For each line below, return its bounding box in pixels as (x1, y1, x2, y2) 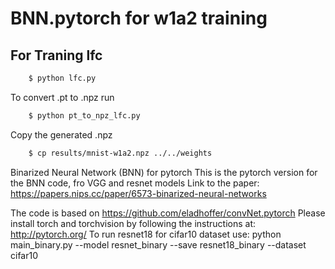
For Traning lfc (10, 47, 103, 64)
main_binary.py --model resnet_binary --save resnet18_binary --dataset (10, 238, 307, 251)
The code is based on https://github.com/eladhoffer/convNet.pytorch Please (10, 207, 326, 219)
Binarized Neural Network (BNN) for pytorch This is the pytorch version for (10, 166, 318, 178)
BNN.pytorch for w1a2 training (10, 7, 268, 30)
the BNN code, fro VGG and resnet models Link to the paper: (10, 177, 260, 189)
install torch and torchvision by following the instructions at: (10, 217, 257, 229)
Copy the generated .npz (10, 128, 113, 141)
